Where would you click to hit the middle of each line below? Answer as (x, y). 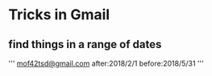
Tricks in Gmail (59, 15)
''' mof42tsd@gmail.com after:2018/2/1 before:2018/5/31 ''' (106, 63)
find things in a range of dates (85, 44)
